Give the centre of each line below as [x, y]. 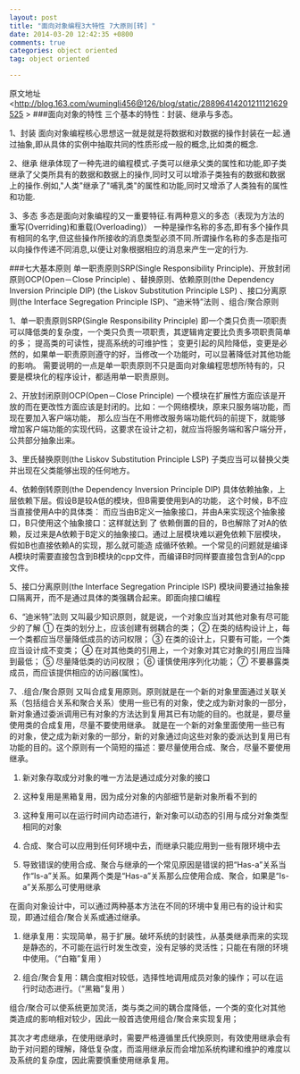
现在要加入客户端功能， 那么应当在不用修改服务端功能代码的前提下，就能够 [147, 418]
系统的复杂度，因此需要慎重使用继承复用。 [95, 1060]
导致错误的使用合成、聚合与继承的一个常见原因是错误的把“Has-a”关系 [150, 864]
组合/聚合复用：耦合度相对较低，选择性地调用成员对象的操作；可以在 [149, 978]
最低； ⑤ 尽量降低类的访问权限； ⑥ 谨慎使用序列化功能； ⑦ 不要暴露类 [153, 661]
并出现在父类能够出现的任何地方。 [72, 470]
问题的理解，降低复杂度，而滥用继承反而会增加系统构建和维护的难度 [158, 1049]
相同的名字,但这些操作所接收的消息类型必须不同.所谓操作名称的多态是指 [148, 238]
